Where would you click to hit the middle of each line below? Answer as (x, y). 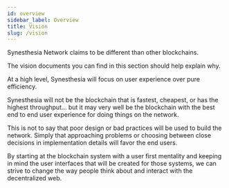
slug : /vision (28, 33)
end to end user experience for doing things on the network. (93, 115)
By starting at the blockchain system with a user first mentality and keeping (114, 156)
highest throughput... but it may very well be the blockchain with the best (111, 107)
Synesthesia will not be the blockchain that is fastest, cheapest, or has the (113, 100)
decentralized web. (35, 178)
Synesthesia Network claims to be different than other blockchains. (103, 53)
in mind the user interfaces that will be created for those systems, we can (112, 164)
